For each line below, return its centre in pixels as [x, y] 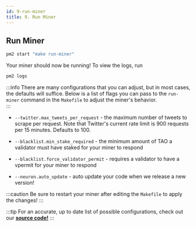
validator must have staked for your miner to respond [79, 148]
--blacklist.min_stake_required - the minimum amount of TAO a [93, 141]
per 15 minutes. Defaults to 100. [53, 130]
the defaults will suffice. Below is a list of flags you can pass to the [87, 94]
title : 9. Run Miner [31, 17]
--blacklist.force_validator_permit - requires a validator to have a [97, 159]
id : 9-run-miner [26, 11]
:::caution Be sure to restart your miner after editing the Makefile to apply [94, 194]
